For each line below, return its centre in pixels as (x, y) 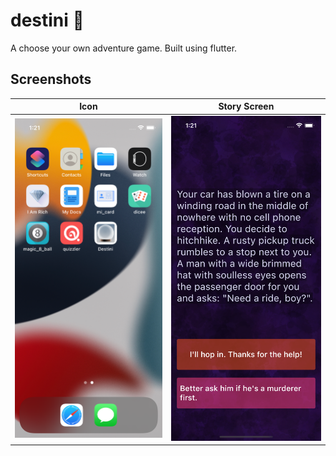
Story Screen (246, 106)
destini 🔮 (47, 20)
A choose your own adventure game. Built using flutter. (124, 48)
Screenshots (51, 79)
